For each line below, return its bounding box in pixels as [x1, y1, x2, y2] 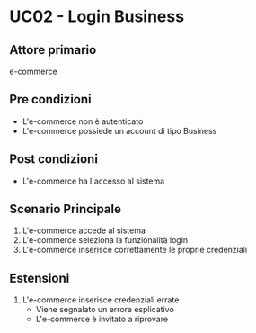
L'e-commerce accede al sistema [22, 225, 146, 236]
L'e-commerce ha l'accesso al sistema [22, 175, 165, 186]
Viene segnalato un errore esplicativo [35, 304, 175, 315]
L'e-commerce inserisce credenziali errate [22, 294, 180, 305]
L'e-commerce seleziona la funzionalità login [22, 235, 189, 246]
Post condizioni [9, 151, 99, 167]
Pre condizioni [9, 92, 92, 107]
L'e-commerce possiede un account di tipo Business [22, 125, 217, 136]
